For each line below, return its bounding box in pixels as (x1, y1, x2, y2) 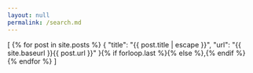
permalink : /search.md (7, 19, 82, 26)
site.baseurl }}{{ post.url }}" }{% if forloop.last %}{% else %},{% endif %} (7, 48, 246, 57)
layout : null (7, 11, 50, 19)
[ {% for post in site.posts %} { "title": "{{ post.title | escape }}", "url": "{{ (7, 40, 241, 49)
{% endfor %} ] (7, 56, 57, 66)
